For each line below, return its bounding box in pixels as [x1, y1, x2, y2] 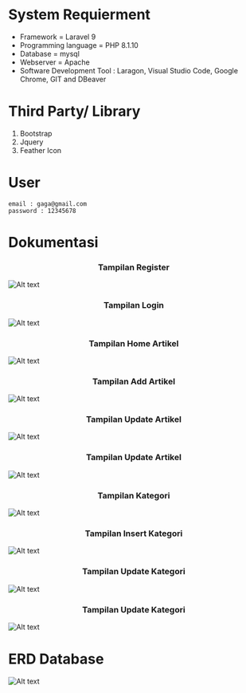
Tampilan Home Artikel [88, 337, 179, 348]
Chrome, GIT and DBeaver [19, 74, 107, 84]
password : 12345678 [8, 207, 77, 215]
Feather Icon [19, 145, 62, 155]
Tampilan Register [98, 262, 170, 273]
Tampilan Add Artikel [92, 376, 176, 387]
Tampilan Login [103, 300, 165, 311]
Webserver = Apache [19, 57, 90, 67]
